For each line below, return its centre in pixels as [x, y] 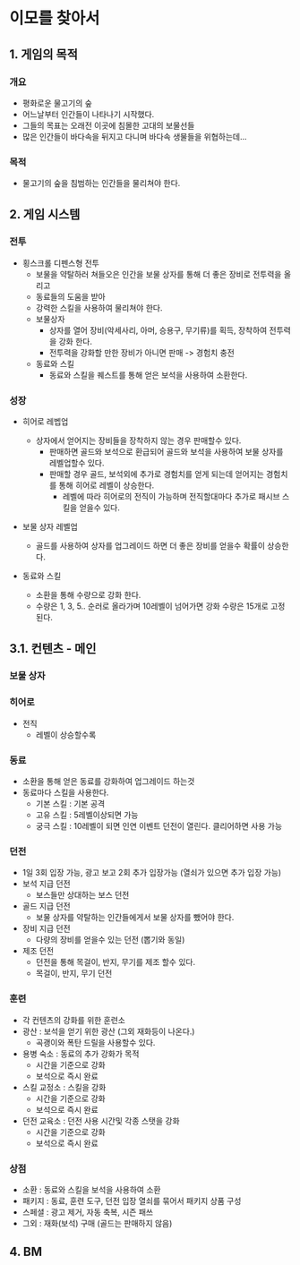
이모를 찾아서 [55, 18]
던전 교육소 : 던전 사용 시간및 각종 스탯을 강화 [101, 1121]
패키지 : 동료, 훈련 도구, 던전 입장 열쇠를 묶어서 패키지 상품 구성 [132, 1201]
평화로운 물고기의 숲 [57, 103]
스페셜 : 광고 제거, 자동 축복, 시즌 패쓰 [88, 1212]
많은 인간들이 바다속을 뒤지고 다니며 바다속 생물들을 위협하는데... [135, 136]
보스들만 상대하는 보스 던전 [82, 895]
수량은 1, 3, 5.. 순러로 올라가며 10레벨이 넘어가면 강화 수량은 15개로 [152, 606]
